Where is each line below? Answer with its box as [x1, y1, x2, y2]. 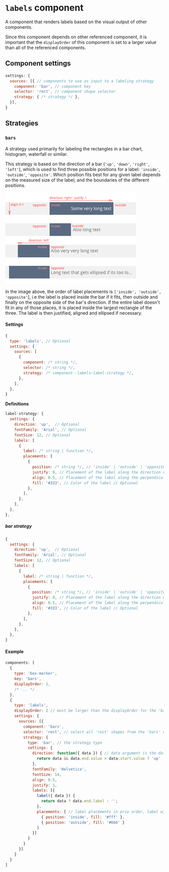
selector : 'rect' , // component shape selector [14, 89, 116, 94]
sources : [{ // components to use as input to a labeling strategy [10, 78, 154, 84]
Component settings [5, 59, 71, 68]
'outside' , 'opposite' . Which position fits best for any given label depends [5, 171, 161, 178]
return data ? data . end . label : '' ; [41, 799, 118, 804]
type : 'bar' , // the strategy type [27, 740, 102, 745]
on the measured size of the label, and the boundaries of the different [5, 177, 149, 183]
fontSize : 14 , [32, 772, 62, 777]
